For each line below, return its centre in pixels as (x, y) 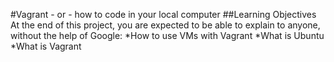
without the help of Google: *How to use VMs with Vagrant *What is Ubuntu (167, 35)
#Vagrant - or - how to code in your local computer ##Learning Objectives (163, 14)
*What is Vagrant (46, 46)
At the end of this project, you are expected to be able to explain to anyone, (165, 25)
